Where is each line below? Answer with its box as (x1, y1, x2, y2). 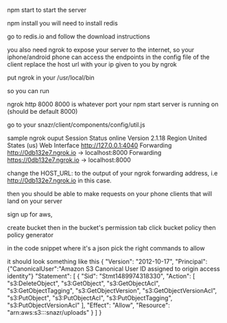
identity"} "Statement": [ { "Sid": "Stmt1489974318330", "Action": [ (7, 272, 195, 280)
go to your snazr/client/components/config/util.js (7, 121, 145, 129)
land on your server (7, 197, 63, 205)
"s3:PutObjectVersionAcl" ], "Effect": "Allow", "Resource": (7, 301, 170, 309)
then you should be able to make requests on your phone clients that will (7, 190, 213, 198)
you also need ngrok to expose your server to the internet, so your (7, 46, 195, 53)
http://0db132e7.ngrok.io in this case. (7, 176, 112, 184)
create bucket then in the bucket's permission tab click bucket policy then (7, 224, 216, 232)
